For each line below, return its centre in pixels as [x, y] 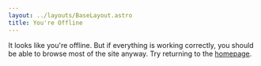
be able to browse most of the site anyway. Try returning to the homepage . [130, 53]
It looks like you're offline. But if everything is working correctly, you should [131, 45]
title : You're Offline [45, 23]
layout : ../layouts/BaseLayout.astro [70, 15]
